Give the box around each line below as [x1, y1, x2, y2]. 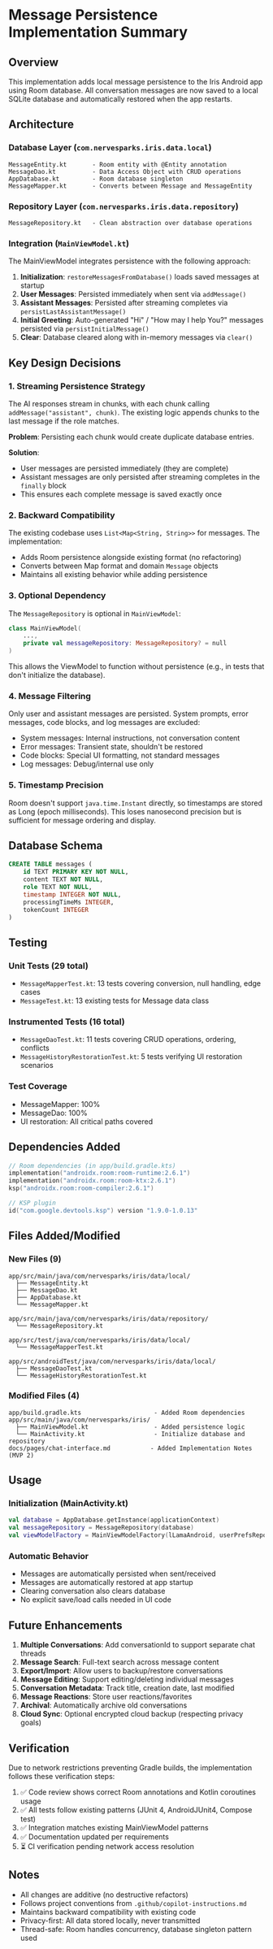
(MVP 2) [8, 1451, 35, 1460]
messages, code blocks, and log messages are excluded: [8, 718, 201, 727]
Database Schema [8, 839, 103, 853]
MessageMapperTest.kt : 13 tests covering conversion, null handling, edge [19, 979, 262, 988]
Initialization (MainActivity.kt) [8, 1498, 128, 1509]
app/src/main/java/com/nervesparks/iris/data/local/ [8, 1272, 191, 1280]
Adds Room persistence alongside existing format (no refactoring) [19, 553, 242, 562]
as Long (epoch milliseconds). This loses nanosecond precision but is [8, 806, 242, 816]
